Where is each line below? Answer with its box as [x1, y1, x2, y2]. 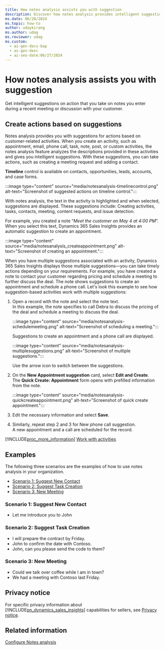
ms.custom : [5, 39, 27, 44]
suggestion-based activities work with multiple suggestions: [5, 289, 127, 295]
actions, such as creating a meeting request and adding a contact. [5, 159, 139, 165]
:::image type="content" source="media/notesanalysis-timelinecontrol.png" [5, 183, 159, 189]
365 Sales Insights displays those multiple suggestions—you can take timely [5, 263, 160, 269]
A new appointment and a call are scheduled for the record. [12, 427, 133, 433]
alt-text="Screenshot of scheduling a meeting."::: [59, 324, 159, 330]
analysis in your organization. [5, 468, 65, 474]
